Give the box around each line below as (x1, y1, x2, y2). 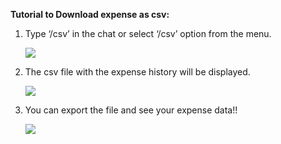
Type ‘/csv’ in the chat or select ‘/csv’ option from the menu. (24, 28, 272, 39)
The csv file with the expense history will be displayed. (24, 66, 251, 78)
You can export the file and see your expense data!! (24, 104, 238, 116)
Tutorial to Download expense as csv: (10, 9, 170, 20)
